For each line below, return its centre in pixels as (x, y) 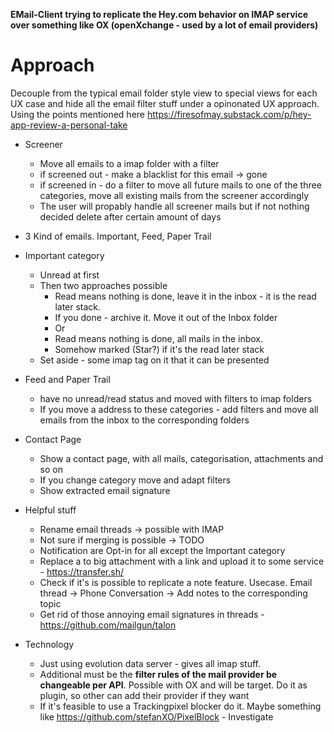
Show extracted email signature (105, 490)
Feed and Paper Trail (67, 379)
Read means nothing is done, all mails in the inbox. (159, 338)
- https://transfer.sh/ (81, 571)
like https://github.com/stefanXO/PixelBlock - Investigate (156, 716)
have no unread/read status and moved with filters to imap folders (176, 398)
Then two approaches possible (103, 285)
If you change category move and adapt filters (135, 480)
